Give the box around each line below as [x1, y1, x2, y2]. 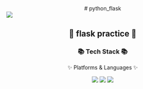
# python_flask [84, 5, 122, 12]
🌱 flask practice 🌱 [68, 29, 137, 39]
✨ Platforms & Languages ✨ [67, 63, 138, 71]
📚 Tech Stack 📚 [77, 47, 128, 56]
